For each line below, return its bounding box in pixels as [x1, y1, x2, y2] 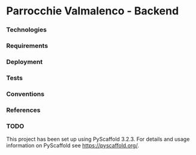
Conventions [6, 90, 45, 98]
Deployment [6, 57, 43, 66]
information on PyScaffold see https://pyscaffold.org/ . [6, 142, 140, 149]
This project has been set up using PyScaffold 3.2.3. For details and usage [6, 136, 190, 143]
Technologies [6, 26, 47, 34]
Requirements [6, 42, 49, 50]
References [6, 106, 41, 114]
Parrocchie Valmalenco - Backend [6, 4, 179, 18]
